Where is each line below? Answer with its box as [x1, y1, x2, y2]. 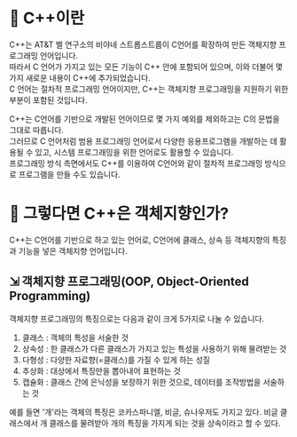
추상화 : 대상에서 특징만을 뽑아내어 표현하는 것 [21, 365, 182, 376]
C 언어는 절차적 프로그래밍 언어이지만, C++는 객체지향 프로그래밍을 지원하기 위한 [9, 83, 289, 94]
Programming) [9, 289, 91, 304]
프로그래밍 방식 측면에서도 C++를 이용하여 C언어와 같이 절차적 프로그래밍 [9, 157, 263, 169]
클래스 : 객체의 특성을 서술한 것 [21, 332, 129, 343]
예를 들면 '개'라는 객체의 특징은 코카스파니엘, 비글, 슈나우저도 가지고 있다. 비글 [9, 406, 278, 417]
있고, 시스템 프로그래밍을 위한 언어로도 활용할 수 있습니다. [35, 147, 234, 157]
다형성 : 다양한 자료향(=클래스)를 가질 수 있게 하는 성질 [21, 354, 211, 365]
